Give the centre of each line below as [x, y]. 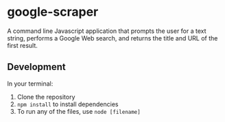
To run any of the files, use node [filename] [79, 111]
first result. [22, 45]
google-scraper [53, 12]
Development [37, 67]
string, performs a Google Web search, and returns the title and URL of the [113, 38]
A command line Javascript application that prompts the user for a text [107, 31]
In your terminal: [30, 84]
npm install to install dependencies [68, 104]
